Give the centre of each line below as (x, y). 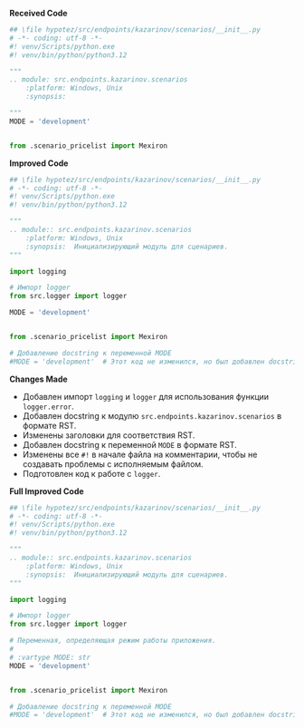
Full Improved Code (47, 491)
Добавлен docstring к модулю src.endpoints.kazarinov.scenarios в (152, 415)
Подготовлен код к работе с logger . (91, 473)
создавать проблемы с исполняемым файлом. (113, 464)
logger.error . (48, 406)
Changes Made (38, 379)
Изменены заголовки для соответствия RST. (109, 435)
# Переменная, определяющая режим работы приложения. (113, 641)
